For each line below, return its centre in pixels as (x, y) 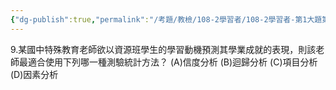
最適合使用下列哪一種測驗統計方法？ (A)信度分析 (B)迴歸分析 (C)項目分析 (168, 62)
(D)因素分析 (34, 74)
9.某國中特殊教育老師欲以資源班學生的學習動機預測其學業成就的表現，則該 (163, 49)
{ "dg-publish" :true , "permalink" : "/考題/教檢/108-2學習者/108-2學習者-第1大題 (166, 19)
